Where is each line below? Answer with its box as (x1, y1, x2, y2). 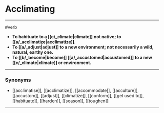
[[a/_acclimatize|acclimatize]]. (12, 39, 76, 45)
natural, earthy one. (12, 49, 54, 55)
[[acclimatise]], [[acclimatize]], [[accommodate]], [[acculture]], (12, 88, 139, 93)
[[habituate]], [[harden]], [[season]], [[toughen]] (12, 98, 109, 104)
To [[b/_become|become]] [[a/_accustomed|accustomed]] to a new (12, 54, 152, 60)
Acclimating (5, 3, 55, 15)
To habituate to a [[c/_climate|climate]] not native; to (12, 33, 121, 40)
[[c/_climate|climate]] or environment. (12, 60, 92, 66)
